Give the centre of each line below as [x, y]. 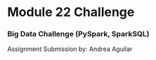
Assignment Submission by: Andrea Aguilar [70, 49]
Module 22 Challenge [71, 12]
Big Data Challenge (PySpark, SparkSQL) [78, 34]
